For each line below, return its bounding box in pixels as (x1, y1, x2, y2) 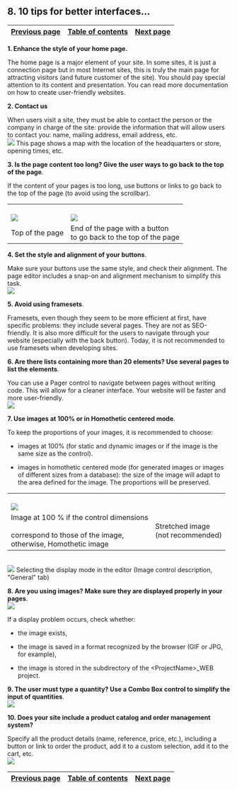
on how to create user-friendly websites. (7, 88, 126, 96)
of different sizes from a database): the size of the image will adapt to (17, 470, 221, 479)
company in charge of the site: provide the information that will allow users (7, 123, 225, 132)
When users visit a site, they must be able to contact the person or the (7, 115, 212, 124)
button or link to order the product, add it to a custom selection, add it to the (7, 742, 229, 750)
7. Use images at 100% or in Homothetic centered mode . (7, 414, 175, 423)
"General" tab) (7, 573, 50, 581)
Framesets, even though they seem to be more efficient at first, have (7, 313, 207, 322)
